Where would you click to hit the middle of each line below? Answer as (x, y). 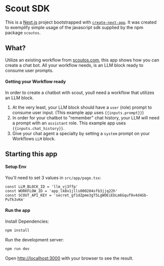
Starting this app (31, 154)
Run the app (18, 210)
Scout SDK (28, 9)
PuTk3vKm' (15, 200)
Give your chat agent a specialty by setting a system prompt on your (81, 133)
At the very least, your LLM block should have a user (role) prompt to (82, 107)
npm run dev (17, 249)
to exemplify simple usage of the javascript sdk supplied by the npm (74, 27)
